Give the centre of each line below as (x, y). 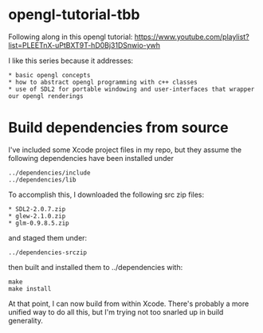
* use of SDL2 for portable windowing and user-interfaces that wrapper (131, 89)
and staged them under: (48, 237)
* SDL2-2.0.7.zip (37, 209)
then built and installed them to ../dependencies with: (96, 267)
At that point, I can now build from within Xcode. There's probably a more (129, 304)
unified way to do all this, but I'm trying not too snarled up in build (116, 311)
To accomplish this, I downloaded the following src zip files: (106, 194)
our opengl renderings (46, 96)
